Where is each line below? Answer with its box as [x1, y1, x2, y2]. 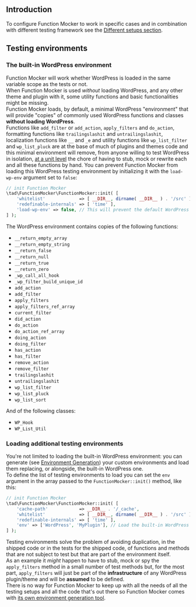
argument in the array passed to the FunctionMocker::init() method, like [6, 478, 182, 485]
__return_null [14, 254, 49, 260]
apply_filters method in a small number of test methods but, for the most [6, 563, 185, 570]
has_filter [14, 354, 41, 359]
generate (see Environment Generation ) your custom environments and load [6, 459, 189, 466]
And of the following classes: [6, 407, 76, 414]
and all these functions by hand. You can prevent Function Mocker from [6, 161, 178, 169]
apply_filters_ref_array [14, 304, 75, 310]
